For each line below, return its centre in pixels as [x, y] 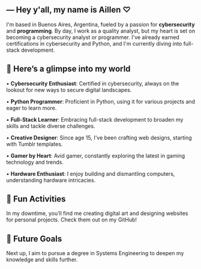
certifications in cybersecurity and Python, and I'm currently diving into [94, 43]
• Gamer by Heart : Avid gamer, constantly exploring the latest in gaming [96, 155]
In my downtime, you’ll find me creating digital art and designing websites [97, 214]
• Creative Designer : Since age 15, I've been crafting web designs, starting [99, 137]
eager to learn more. [31, 108]
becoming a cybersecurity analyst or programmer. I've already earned [93, 37]
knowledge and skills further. [42, 260]
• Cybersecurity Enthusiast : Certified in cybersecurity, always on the [93, 83]
